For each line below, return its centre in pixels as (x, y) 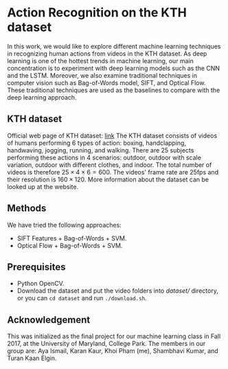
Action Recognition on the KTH (97, 13)
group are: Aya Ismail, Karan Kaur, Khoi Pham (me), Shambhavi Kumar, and (113, 351)
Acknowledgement (49, 320)
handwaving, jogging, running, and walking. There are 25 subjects (101, 150)
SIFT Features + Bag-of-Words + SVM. (72, 238)
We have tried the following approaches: (64, 225)
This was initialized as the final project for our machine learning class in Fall (114, 336)
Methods (27, 209)
